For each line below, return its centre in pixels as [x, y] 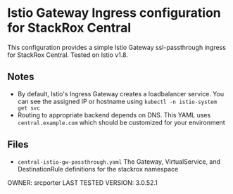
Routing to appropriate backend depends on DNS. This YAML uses [114, 115]
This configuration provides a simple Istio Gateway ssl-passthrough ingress [117, 47]
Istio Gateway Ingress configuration [114, 13]
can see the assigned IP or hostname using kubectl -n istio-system [117, 101]
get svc [29, 108]
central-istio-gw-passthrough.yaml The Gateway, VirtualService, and [119, 161]
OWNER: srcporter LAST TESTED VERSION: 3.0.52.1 [83, 182]
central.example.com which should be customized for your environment [121, 122]
